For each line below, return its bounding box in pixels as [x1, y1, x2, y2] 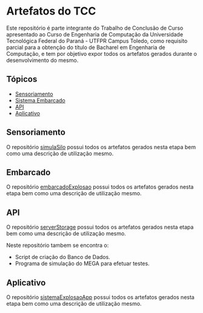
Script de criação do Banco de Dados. [15, 254, 110, 261]
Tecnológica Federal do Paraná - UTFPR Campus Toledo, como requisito [6, 37, 188, 44]
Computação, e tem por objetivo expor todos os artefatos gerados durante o [6, 50, 197, 57]
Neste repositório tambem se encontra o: [6, 241, 109, 249]
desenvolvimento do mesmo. [6, 56, 79, 64]
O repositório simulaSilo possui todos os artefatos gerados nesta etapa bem [6, 143, 196, 150]
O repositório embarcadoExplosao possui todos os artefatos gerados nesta [6, 183, 194, 190]
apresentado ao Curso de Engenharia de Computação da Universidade [6, 30, 184, 38]
